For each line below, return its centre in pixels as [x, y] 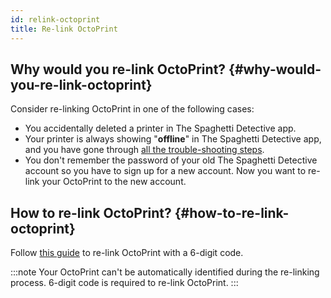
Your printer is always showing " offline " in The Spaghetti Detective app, [173, 139]
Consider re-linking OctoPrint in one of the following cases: [132, 109]
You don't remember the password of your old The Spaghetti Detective [171, 160]
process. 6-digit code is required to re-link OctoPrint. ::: [124, 283]
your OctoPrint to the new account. [114, 182]
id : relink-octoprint [55, 19]
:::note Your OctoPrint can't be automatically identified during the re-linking [165, 272]
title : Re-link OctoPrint [64, 29]
